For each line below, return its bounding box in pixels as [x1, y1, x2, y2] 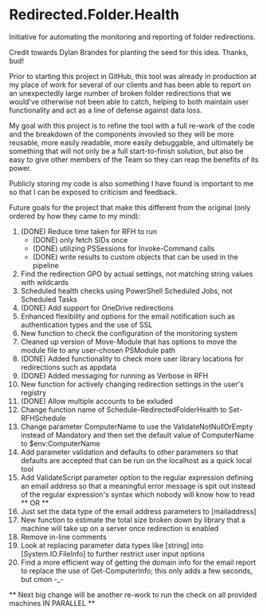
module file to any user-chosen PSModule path [20, 345, 176, 355]
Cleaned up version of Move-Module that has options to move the [20, 337, 238, 347]
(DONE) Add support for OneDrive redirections [20, 303, 175, 312]
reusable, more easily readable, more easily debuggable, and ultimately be [9, 137, 254, 147]
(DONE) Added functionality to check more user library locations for [20, 354, 244, 363]
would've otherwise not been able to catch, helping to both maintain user [9, 97, 249, 106]
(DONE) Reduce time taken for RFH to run [20, 226, 158, 236]
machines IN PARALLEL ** [9, 598, 96, 608]
